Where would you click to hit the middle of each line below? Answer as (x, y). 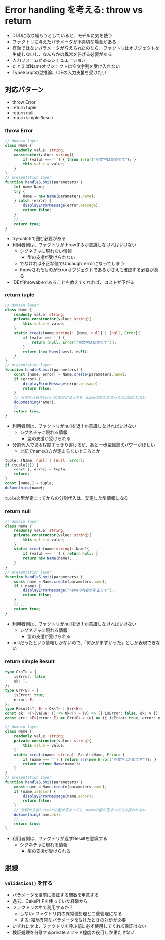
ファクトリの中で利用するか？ (42, 907)
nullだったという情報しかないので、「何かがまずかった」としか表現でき (84, 642)
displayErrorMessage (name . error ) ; (58, 796)
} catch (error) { (33, 201)
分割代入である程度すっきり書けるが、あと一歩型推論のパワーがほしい (83, 445)
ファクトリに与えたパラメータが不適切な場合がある (64, 41)
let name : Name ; (30, 187)
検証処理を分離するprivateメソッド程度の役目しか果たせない (73, 932)
